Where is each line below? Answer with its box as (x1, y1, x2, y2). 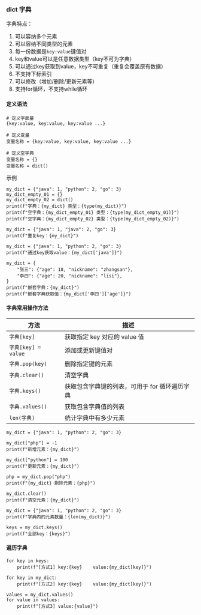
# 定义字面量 (6, 115, 34, 121)
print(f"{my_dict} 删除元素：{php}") (6, 480, 96, 486)
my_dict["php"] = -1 (6, 440, 58, 446)
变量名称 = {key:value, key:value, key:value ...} (6, 138, 132, 145)
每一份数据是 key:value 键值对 (14, 48, 87, 55)
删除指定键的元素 (65, 359, 113, 368)
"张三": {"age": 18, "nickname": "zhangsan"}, (17, 266, 133, 273)
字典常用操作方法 (6, 304, 48, 312)
